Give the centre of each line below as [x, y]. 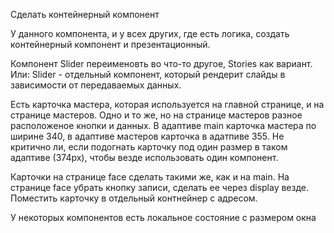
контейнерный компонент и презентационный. [110, 44]
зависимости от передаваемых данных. [96, 85]
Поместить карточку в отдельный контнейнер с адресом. [134, 198]
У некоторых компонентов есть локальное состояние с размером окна [163, 217]
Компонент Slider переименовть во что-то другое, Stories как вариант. [161, 63]
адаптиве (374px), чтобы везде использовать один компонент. [144, 157]
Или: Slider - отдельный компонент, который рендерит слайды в [148, 74]
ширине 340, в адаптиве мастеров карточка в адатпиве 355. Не [147, 136]
